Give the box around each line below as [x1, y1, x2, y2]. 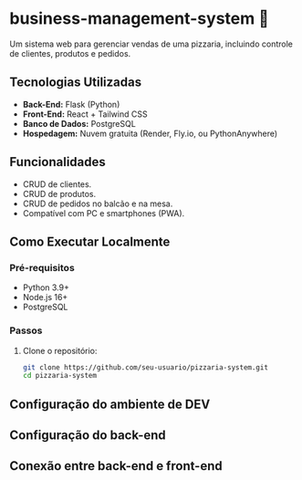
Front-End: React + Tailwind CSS [22, 109, 148, 120]
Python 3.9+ [22, 282, 70, 293]
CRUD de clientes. [22, 178, 92, 190]
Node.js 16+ [22, 292, 68, 303]
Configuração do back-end [9, 428, 166, 443]
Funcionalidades [9, 154, 107, 170]
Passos [9, 324, 43, 337]
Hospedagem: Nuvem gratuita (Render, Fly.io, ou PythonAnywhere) [22, 128, 278, 139]
